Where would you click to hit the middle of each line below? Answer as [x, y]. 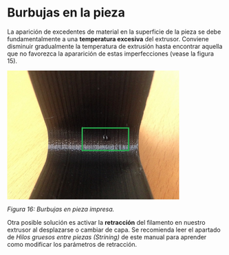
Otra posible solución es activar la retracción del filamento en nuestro [106, 222]
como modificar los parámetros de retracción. [72, 244]
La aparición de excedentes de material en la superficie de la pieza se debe [114, 32]
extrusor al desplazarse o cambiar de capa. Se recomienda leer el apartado [114, 230]
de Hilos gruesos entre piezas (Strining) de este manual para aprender [107, 237]
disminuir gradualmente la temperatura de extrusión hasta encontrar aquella [115, 46]
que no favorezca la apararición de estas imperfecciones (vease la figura [111, 54]
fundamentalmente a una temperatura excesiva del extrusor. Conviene [108, 38]
